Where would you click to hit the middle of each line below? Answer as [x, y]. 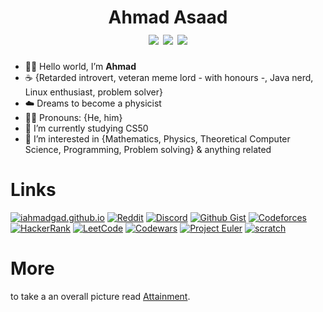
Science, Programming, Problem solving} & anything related [148, 149]
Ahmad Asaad [168, 17]
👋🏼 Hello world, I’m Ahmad [80, 66]
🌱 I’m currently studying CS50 [86, 128]
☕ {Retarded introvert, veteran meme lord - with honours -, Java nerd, [169, 77]
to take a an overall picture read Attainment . [100, 296]
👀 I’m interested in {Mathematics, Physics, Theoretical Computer [157, 138]
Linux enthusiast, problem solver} [93, 92]
